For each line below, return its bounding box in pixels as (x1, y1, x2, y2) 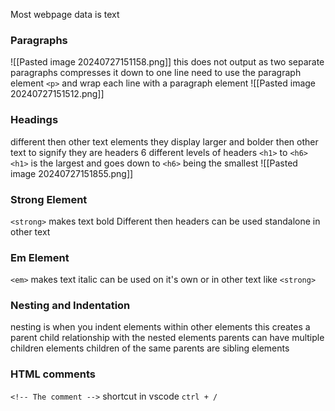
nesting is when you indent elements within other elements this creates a (10, 321, 311, 333)
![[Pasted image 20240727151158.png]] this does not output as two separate (10, 56, 325, 68)
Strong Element (10, 192, 88, 206)
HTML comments (10, 367, 96, 381)
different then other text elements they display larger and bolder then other (10, 135, 319, 148)
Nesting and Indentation (10, 299, 131, 313)
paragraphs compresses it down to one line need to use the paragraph (10, 67, 302, 79)
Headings (10, 113, 59, 127)
